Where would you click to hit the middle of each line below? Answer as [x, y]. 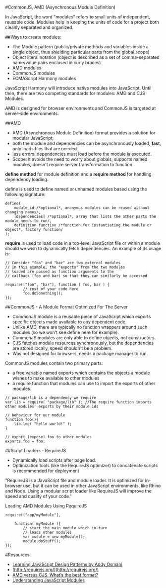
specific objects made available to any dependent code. [69, 322]
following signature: [25, 194]
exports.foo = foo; [25, 441]
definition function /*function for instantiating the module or [83, 225]
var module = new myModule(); [54, 537]
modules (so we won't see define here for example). [65, 332]
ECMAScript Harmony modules [44, 78]
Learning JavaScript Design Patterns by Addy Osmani [67, 564]
